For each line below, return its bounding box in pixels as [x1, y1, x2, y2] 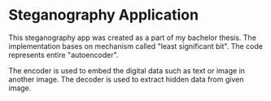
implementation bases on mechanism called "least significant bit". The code [8, 41, 263, 50]
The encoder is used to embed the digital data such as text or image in [8, 65, 246, 75]
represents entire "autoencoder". [8, 50, 119, 59]
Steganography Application [8, 6, 199, 24]
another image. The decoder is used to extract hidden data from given [8, 74, 244, 84]
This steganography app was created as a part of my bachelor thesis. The [8, 33, 256, 42]
